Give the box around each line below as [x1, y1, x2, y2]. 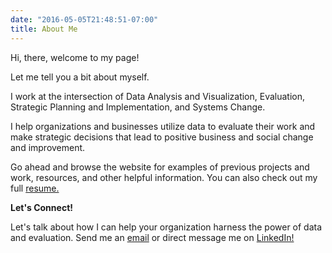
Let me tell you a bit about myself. [10, 71, 150, 83]
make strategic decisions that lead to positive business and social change [10, 131, 314, 143]
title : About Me [10, 24, 78, 34]
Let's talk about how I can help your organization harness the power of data [10, 221, 323, 233]
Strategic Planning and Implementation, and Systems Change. [10, 101, 266, 113]
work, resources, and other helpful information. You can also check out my [10, 171, 318, 183]
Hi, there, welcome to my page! [10, 51, 140, 63]
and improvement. [10, 141, 86, 153]
